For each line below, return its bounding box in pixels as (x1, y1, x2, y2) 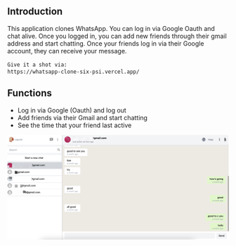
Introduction (7, 6, 63, 18)
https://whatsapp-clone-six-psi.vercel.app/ (7, 68, 140, 75)
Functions (7, 87, 53, 99)
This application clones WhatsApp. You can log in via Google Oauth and (7, 24, 216, 32)
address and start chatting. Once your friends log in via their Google (7, 39, 204, 48)
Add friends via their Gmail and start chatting (17, 113, 147, 122)
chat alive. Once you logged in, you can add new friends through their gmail (7, 32, 227, 40)
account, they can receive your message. (7, 46, 127, 55)
